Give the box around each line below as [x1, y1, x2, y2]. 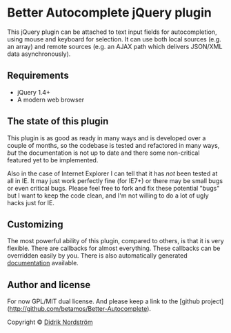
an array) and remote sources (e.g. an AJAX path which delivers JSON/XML [7, 42, 223, 50]
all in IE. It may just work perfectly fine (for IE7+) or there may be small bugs [7, 176, 223, 184]
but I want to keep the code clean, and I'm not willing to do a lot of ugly [7, 191, 209, 200]
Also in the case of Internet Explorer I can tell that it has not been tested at [7, 169, 218, 178]
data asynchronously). [7, 50, 71, 58]
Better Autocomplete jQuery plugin [7, 5, 212, 21]
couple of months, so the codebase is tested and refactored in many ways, [7, 141, 220, 149]
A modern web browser [17, 95, 85, 104]
